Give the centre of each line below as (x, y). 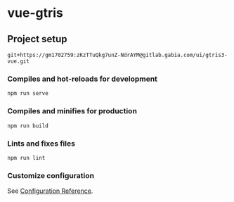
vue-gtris (35, 13)
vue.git (19, 61)
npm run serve (28, 94)
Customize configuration (51, 175)
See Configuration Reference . (50, 191)
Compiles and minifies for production (72, 111)
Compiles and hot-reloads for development (83, 79)
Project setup (38, 39)
